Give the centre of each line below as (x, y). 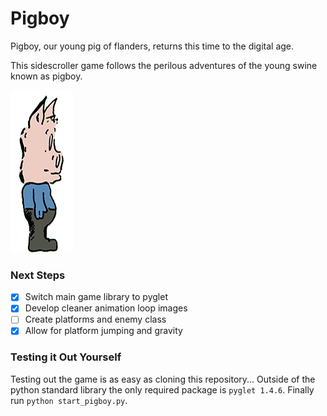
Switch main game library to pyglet (96, 297)
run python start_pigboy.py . (69, 400)
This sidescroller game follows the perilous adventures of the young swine (164, 65)
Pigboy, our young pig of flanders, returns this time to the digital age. (152, 46)
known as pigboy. (46, 76)
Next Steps (38, 275)
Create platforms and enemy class (95, 319)
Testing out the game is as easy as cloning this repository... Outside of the (163, 379)
